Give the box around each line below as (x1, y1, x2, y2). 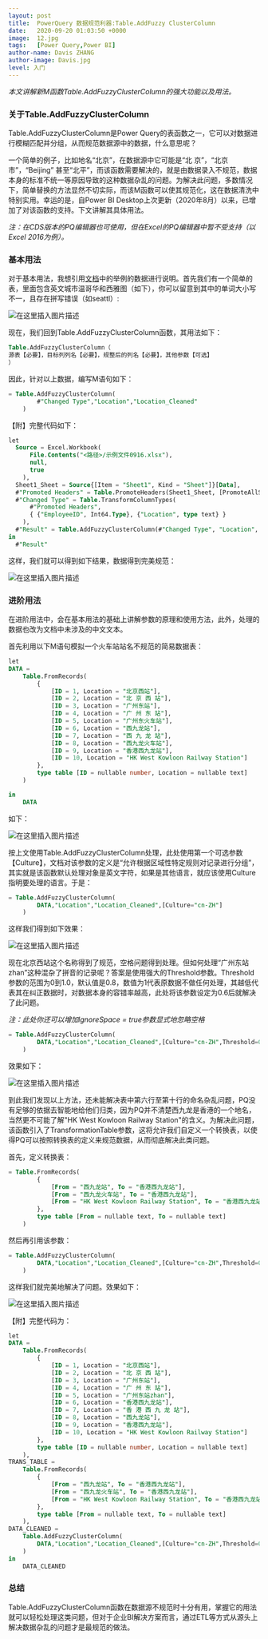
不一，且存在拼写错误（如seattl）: (8, 293, 120, 304)
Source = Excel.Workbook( (15, 444, 102, 452)
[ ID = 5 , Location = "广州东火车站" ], (50, 717, 173, 725)
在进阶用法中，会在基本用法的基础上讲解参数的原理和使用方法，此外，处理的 (8, 615, 260, 624)
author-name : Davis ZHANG (8, 49, 94, 57)
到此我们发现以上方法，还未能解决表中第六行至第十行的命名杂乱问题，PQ (8, 1095, 249, 1104)
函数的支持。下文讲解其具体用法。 (35, 205, 148, 215)
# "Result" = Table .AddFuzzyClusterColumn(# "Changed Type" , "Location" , (15, 525, 259, 534)
